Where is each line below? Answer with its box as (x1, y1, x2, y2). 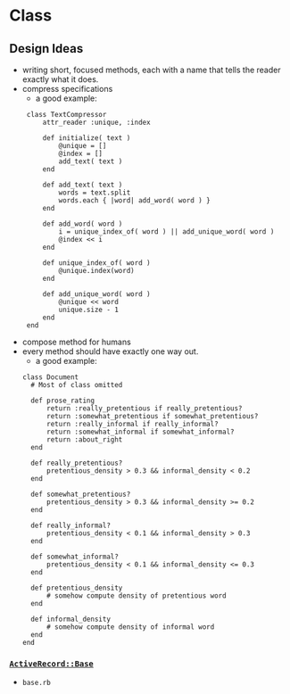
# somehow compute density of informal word (46, 623, 215, 632)
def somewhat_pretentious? (30, 490, 131, 499)
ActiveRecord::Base (9, 658, 94, 669)
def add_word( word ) (42, 219, 123, 228)
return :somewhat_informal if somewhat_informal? (46, 427, 235, 436)
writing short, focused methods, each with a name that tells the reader (21, 64, 281, 75)
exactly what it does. (21, 74, 99, 85)
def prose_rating (30, 396, 95, 405)
